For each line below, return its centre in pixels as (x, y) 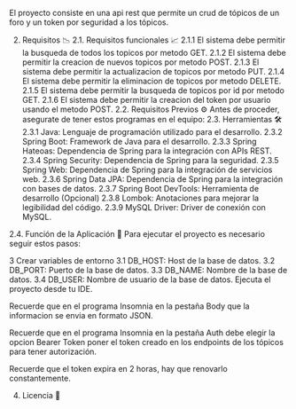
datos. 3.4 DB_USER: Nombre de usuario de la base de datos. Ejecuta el (140, 279)
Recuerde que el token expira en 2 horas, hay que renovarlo (118, 369)
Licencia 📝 (41, 395)
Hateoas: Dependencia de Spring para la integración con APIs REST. (147, 151)
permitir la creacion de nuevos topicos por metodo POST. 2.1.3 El (140, 62)
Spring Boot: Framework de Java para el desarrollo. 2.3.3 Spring (139, 142)
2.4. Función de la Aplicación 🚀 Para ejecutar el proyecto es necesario (137, 234)
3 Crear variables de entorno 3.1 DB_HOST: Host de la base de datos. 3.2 (142, 260)
